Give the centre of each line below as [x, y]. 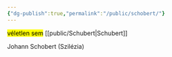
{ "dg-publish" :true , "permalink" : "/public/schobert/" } [86, 13]
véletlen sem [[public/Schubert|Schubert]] [67, 33]
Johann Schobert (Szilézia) [46, 46]
